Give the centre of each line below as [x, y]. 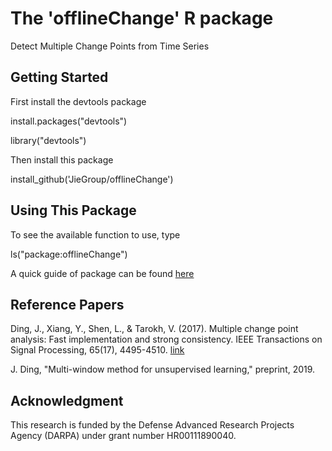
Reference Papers [67, 304]
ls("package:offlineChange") [69, 254]
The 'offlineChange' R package [142, 18]
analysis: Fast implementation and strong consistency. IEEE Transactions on [166, 339]
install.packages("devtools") [69, 121]
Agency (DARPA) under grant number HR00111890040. [123, 436]
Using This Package [73, 210]
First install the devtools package [78, 101]
